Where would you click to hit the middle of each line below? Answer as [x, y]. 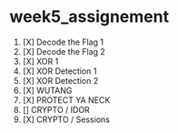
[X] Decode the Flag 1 [63, 42]
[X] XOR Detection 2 [60, 80]
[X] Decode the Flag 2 [64, 51]
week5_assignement [89, 17]
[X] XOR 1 [40, 61]
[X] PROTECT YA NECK [66, 100]
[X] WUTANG [47, 90]
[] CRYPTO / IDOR [56, 109]
